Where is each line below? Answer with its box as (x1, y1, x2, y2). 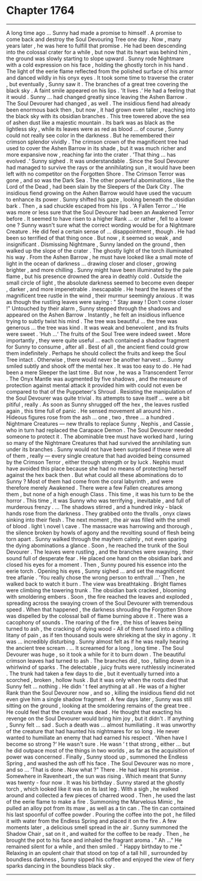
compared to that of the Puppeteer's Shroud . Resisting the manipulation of (6, 388, 192, 395)
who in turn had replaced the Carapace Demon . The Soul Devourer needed (6, 426, 194, 434)
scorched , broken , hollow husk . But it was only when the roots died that (6, 676, 188, 683)
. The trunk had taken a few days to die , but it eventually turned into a (6, 670, 180, 677)
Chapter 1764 (6, 4, 75, 17)
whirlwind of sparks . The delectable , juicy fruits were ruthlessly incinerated (6, 663, 195, 671)
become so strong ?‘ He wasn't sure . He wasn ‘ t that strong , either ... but (6, 740, 191, 748)
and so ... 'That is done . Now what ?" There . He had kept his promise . (6, 766, 183, 773)
